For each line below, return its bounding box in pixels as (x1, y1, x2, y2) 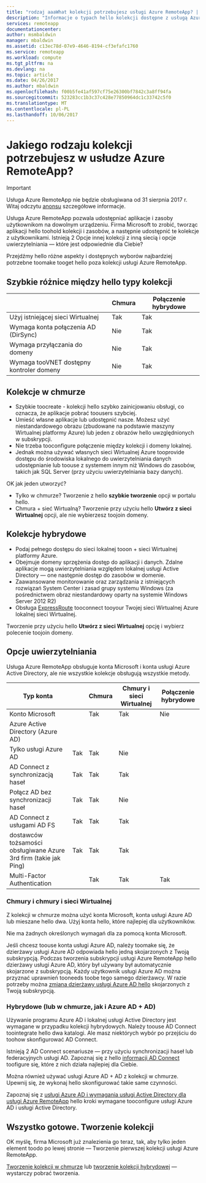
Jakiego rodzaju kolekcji (6, 138, 133, 152)
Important (6, 184, 31, 192)
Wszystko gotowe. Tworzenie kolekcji (6, 1122, 154, 1132)
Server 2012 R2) (15, 597, 56, 604)
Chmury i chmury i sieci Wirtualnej (6, 897, 112, 906)
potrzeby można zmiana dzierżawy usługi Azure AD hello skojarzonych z (6, 980, 190, 987)
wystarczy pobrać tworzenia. (6, 1169, 80, 1177)
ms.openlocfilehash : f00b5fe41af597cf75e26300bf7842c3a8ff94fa (6, 89, 172, 95)
